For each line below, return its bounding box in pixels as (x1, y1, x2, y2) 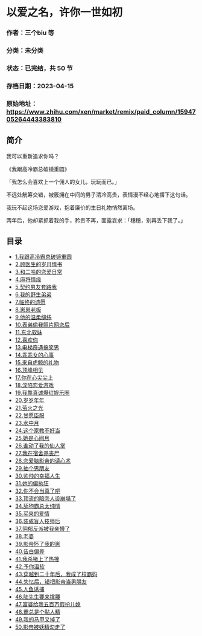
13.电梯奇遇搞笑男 (14, 344, 59, 351)
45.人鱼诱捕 (14, 586, 45, 593)
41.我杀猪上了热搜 (14, 556, 60, 563)
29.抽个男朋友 (14, 465, 50, 472)
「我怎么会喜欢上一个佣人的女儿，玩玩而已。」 (6, 178, 120, 185)
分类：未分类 (6, 47, 44, 55)
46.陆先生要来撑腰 (14, 593, 61, 600)
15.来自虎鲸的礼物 (14, 359, 59, 366)
